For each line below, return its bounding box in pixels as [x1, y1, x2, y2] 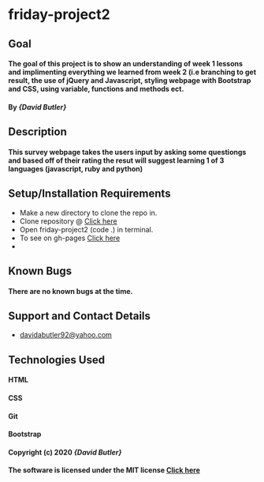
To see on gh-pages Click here [19, 233, 121, 243]
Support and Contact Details [8, 309, 151, 322]
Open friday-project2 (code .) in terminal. [19, 224, 154, 234]
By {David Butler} [8, 102, 67, 111]
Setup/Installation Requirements [8, 187, 171, 201]
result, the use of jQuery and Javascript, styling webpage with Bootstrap [8, 76, 251, 85]
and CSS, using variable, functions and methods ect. [8, 85, 184, 94]
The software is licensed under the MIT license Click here [8, 465, 201, 475]
